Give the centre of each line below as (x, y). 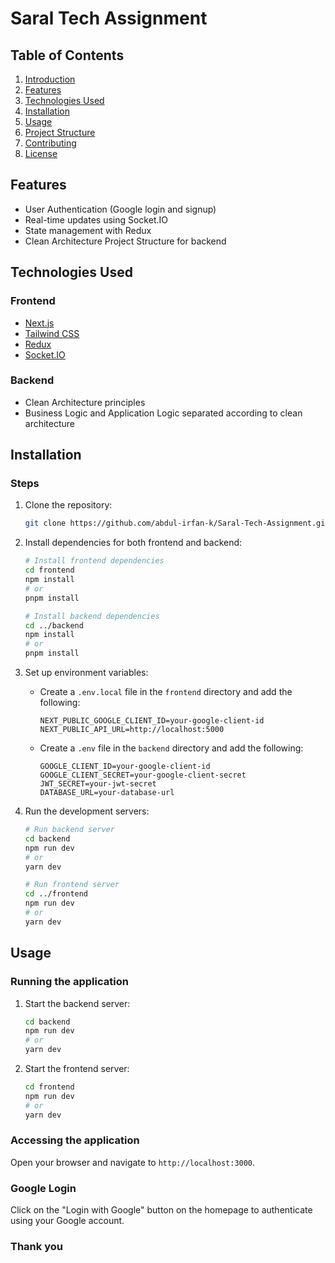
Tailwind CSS (52, 333)
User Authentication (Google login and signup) (120, 209)
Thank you (36, 1247)
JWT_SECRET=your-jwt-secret (98, 784)
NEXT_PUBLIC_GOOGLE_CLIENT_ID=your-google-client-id (152, 721)
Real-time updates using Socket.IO (96, 219)
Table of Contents (67, 55)
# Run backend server (69, 830)
